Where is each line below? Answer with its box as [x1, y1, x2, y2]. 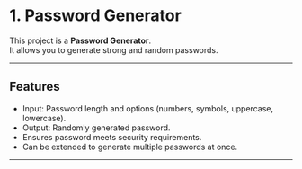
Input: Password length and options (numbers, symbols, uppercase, [22, 102, 274, 113]
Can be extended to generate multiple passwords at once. [22, 141, 238, 152]
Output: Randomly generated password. [22, 122, 171, 133]
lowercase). [22, 112, 67, 123]
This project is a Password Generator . [9, 35, 151, 46]
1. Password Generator [9, 5, 182, 26]
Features [9, 79, 60, 94]
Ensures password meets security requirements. [22, 131, 202, 142]
